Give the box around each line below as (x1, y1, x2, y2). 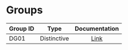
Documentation (75, 24, 119, 33)
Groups (6, 3, 43, 17)
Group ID (9, 24, 35, 33)
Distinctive (40, 34, 69, 42)
